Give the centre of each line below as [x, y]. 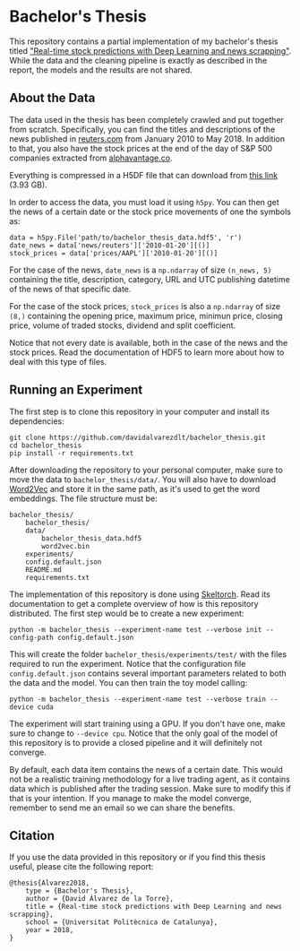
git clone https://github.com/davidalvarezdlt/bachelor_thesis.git [138, 437]
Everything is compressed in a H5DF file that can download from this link [144, 175]
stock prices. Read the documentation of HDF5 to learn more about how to [147, 352]
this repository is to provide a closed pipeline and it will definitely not [136, 742]
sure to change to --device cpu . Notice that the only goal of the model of [144, 733]
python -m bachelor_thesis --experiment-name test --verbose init [136, 629]
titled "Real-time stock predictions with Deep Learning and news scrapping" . [150, 50]
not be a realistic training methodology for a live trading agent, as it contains [150, 779]
